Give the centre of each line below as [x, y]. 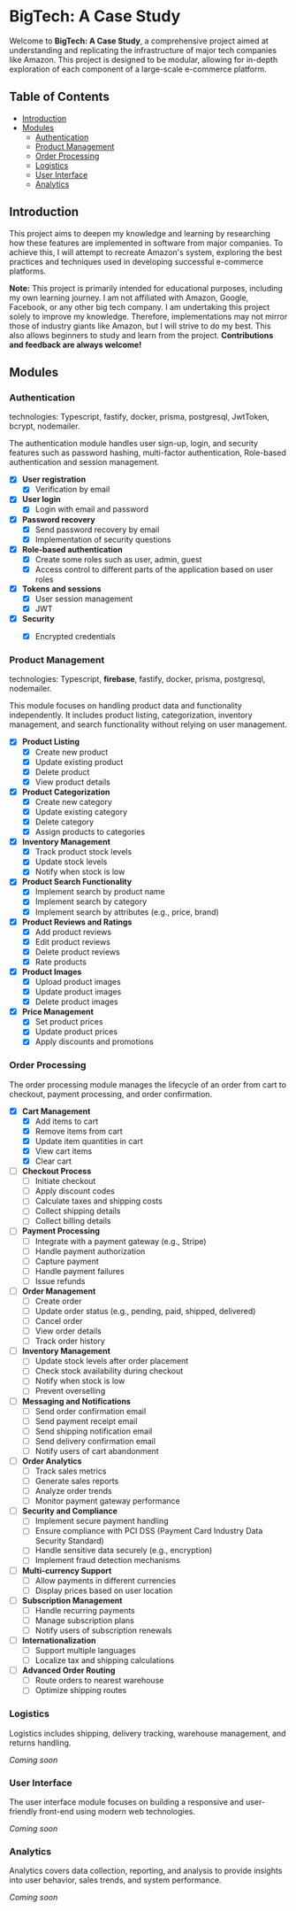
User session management [84, 599]
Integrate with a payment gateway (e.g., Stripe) [121, 1241]
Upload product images [78, 981]
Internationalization [59, 1640]
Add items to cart [67, 1121]
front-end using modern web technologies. [118, 1811]
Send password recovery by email [97, 530]
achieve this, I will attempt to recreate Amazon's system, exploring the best [146, 252]
